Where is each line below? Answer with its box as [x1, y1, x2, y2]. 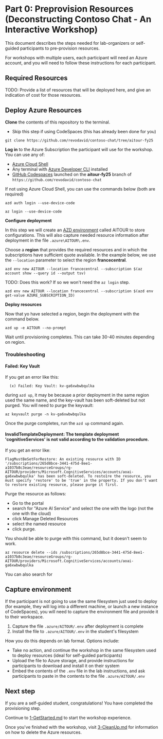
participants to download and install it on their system [12, 663, 120, 669]
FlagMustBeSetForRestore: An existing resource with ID [5, 457, 121, 461]
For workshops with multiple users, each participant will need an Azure [5, 54, 147, 60]
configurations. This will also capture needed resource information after [5, 232, 149, 238]
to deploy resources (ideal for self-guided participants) [12, 652, 123, 658]
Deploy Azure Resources [5, 106, 82, 115]
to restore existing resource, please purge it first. [5, 482, 119, 487]
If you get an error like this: [5, 374, 59, 380]
